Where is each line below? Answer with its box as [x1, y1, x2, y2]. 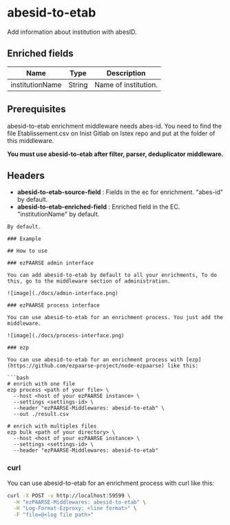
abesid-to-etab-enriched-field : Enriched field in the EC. [17, 202, 180, 211]
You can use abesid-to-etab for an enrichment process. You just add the [7, 314, 224, 321]
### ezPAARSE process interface [7, 302, 100, 309]
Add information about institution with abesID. [7, 28, 137, 36]
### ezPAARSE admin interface [7, 260, 94, 267]
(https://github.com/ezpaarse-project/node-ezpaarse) [7, 363, 165, 370]
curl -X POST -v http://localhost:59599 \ [7, 492, 131, 499]
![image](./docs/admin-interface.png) [7, 290, 118, 297]
